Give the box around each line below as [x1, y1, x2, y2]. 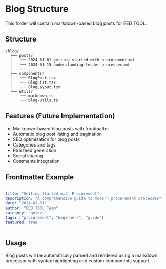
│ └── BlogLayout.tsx [10, 84, 60, 90]
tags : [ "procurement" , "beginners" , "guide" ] [5, 215, 104, 220]
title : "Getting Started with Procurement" [5, 191, 100, 196]
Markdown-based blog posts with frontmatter [12, 125, 109, 131]
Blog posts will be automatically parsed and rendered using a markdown [5, 252, 158, 259]
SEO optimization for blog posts [12, 136, 80, 142]
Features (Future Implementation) [5, 112, 115, 120]
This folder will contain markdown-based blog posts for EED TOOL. [5, 20, 147, 26]
